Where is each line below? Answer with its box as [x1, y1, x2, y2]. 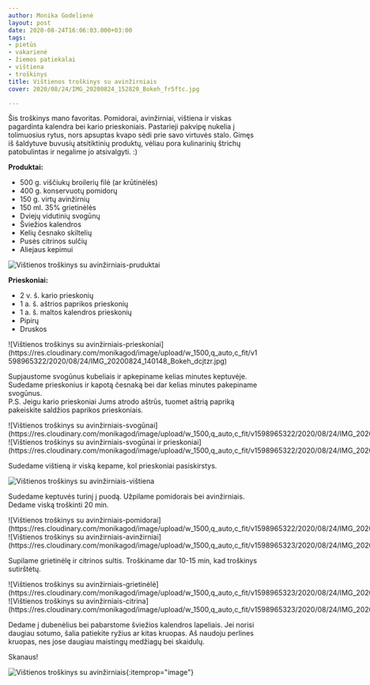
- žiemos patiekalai [8, 56, 77, 64]
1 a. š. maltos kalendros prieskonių [19, 307, 132, 317]
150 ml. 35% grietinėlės [19, 203, 96, 213]
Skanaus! [8, 653, 39, 662]
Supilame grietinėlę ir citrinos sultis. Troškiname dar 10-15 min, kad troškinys [8, 556, 258, 566]
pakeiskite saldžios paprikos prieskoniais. [8, 405, 144, 415]
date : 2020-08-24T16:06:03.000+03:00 [8, 26, 133, 34]
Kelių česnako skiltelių [19, 228, 92, 238]
